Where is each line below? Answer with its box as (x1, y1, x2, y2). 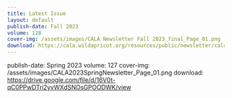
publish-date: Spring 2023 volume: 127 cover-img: (7, 61, 151, 69)
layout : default (7, 17, 54, 23)
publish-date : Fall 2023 (7, 23, 79, 30)
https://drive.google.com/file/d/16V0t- (7, 76, 116, 84)
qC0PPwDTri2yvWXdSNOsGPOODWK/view (7, 84, 131, 91)
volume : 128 (7, 29, 41, 37)
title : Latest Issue (7, 10, 67, 17)
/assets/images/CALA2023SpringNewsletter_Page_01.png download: (7, 68, 204, 77)
